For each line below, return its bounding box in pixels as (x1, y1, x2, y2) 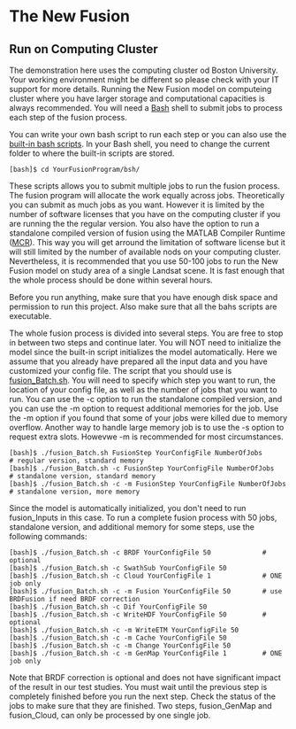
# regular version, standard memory (9, 456, 144, 465)
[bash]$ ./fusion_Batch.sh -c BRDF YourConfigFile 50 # (9, 548, 267, 557)
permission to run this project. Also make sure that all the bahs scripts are (9, 301, 277, 312)
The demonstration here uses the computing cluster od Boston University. (9, 65, 278, 75)
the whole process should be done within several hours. (9, 275, 214, 285)
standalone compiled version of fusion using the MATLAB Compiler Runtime (9, 228, 285, 238)
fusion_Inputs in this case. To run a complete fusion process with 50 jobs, (9, 512, 277, 523)
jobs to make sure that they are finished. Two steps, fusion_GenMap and (9, 701, 272, 710)
